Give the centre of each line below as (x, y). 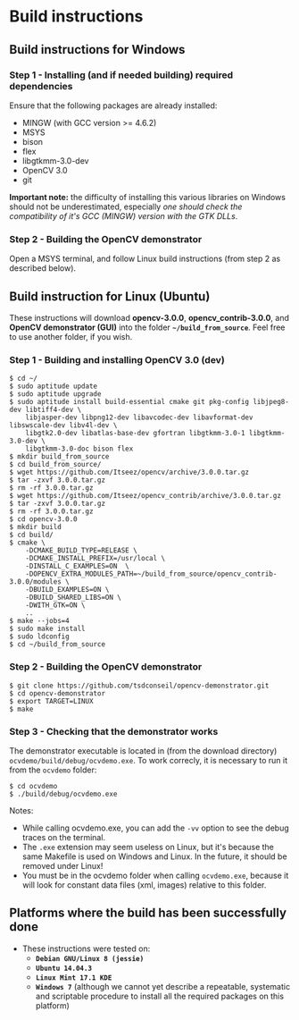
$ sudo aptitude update (54, 386)
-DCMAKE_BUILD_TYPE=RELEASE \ (82, 551)
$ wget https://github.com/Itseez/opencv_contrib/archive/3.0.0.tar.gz (145, 496)
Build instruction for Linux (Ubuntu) (110, 296)
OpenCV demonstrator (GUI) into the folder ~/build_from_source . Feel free (147, 327)
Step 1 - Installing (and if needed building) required (121, 75)
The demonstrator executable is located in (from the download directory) (143, 750)
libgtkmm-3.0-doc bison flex (79, 449)
